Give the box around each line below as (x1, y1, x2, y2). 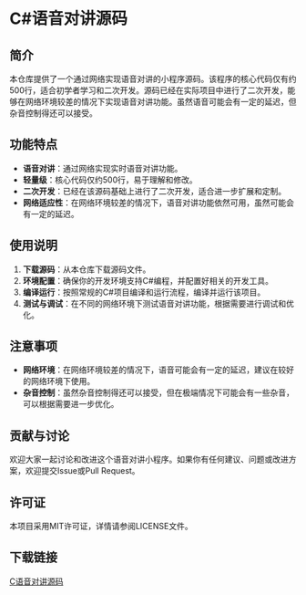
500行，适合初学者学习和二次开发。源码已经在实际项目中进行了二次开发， (9, 85, 288, 96)
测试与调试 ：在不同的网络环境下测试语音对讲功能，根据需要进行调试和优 (22, 297, 294, 308)
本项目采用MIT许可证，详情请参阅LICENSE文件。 (9, 521, 193, 532)
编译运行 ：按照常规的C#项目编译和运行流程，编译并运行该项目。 (22, 287, 266, 297)
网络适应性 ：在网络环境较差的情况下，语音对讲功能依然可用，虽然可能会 (22, 197, 294, 208)
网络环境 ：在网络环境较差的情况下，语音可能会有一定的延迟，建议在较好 (22, 364, 294, 375)
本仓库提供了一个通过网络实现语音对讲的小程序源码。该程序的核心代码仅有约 (9, 74, 297, 84)
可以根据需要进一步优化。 (22, 399, 119, 410)
